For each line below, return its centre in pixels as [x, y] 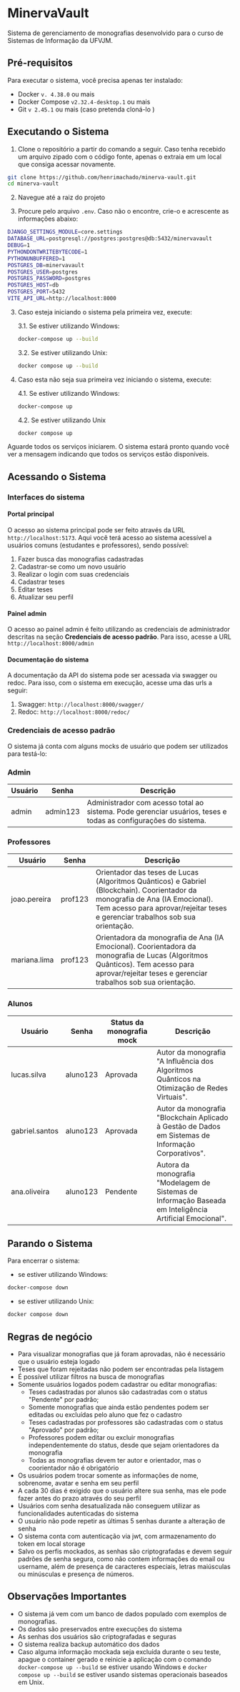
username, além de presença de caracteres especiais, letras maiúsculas [124, 1566]
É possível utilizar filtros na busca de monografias [91, 1376]
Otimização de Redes [192, 1088]
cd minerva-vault [33, 184]
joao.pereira [31, 900]
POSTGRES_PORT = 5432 [36, 292]
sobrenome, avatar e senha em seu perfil [78, 1483]
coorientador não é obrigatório [74, 1468]
